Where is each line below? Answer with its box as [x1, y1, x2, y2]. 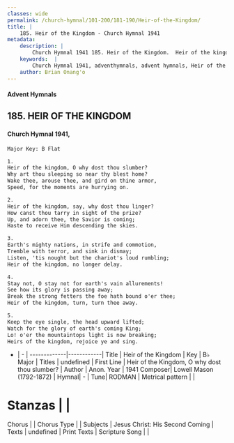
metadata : [7, 36, 36, 43]
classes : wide [7, 10, 49, 17]
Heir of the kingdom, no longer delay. [7, 261, 123, 268]
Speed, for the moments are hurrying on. [7, 184, 130, 191]
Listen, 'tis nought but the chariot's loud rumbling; [7, 254, 170, 262]
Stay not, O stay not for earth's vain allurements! [7, 280, 164, 287]
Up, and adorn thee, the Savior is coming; [7, 216, 136, 223]
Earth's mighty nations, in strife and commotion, [7, 241, 157, 248]
